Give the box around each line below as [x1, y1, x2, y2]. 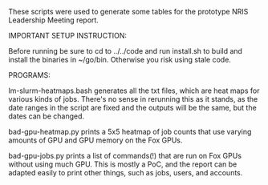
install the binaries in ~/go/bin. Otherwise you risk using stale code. [8, 55, 231, 64]
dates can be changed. [8, 111, 85, 121]
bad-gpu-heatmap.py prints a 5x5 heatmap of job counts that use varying [8, 127, 252, 136]
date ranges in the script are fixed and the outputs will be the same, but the [8, 103, 257, 112]
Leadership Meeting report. [8, 15, 99, 25]
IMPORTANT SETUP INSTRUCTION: [8, 31, 127, 40]
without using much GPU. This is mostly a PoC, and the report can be [8, 159, 238, 169]
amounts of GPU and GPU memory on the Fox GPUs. [8, 135, 183, 145]
